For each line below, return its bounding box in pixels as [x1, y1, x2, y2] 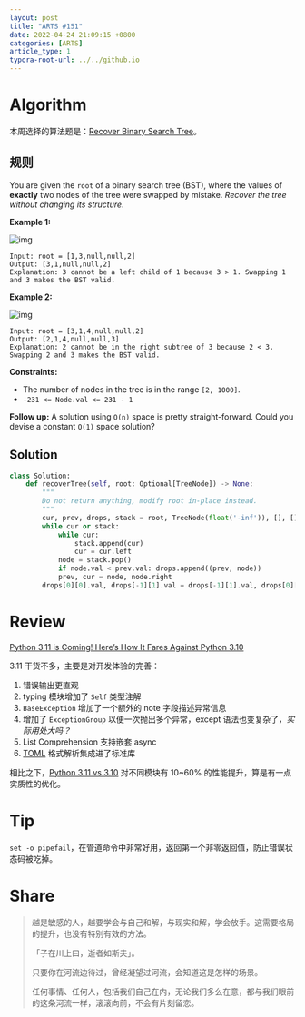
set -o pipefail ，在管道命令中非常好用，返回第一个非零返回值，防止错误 [9, 842, 286, 853]
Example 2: [9, 291, 53, 302]
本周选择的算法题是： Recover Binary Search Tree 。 [9, 125, 202, 136]
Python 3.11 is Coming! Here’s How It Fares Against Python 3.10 [9, 641, 244, 652]
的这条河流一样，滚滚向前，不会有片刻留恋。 [31, 997, 200, 1008]
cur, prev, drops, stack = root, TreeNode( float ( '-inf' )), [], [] [42, 513, 299, 522]
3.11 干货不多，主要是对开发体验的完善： [9, 660, 161, 671]
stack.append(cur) [74, 538, 144, 548]
